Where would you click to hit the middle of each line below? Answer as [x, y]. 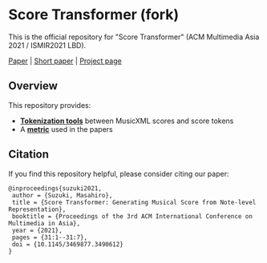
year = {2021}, [37, 230]
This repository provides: [50, 105]
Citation [29, 155]
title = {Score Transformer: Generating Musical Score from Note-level [134, 202]
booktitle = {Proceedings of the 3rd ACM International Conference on [132, 216]
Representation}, [37, 209]
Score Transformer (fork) [93, 15]
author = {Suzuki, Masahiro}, [62, 195]
